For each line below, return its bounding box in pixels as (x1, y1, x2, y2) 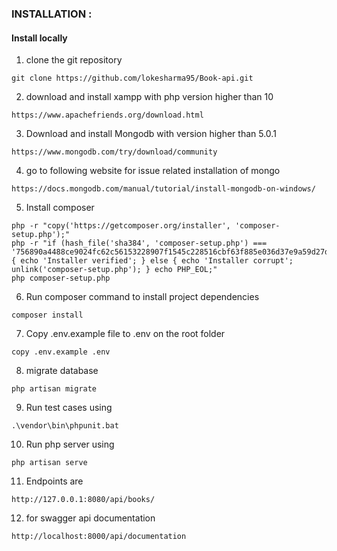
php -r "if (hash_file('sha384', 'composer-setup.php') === (11, 238, 268, 249)
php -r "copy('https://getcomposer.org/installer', (11, 221, 231, 231)
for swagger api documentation (25, 512, 156, 524)
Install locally (11, 32, 68, 44)
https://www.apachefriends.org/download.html (11, 110, 204, 121)
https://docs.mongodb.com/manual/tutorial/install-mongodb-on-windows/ (11, 184, 316, 194)
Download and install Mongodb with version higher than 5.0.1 (25, 128, 277, 140)
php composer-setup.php (11, 273, 111, 284)
